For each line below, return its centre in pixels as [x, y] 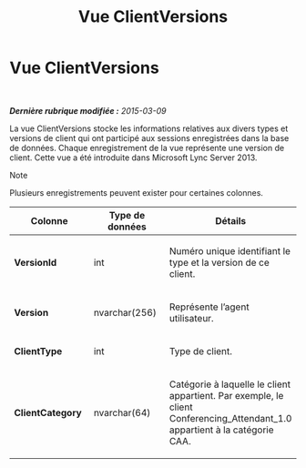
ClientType [38, 351]
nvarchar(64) [122, 412]
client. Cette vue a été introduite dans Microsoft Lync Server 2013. [133, 158]
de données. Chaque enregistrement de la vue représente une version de [147, 148]
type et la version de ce [219, 262]
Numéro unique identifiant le [230, 250]
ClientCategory [48, 412]
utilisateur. [191, 318]
